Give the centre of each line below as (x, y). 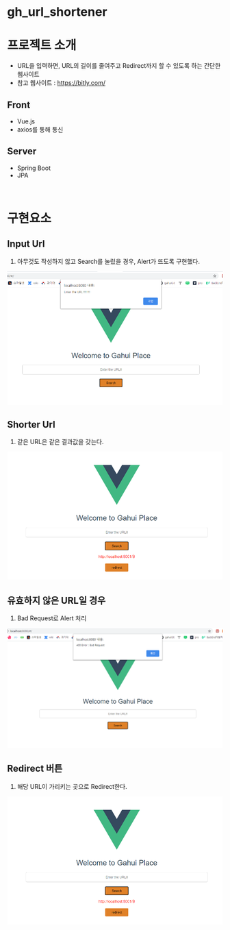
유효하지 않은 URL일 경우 (56, 600)
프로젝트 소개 (42, 46)
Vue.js (26, 121)
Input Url (26, 244)
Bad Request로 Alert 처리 (52, 618)
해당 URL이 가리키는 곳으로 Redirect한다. (72, 786)
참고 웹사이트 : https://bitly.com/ (61, 83)
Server (22, 151)
